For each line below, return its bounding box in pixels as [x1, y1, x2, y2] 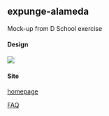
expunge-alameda [7, 6, 89, 18]
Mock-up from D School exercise [7, 24, 103, 32]
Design [7, 40, 29, 49]
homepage [7, 87, 38, 96]
